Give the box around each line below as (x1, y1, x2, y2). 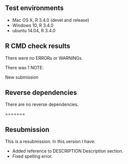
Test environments (5, 4, 64, 12)
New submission (5, 74, 39, 80)
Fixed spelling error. (12, 153, 53, 160)
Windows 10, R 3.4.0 (12, 22, 54, 28)
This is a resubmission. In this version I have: (5, 138, 96, 145)
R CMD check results (5, 42, 71, 50)
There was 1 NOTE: (5, 64, 44, 71)
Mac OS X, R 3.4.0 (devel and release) (12, 17, 90, 23)
